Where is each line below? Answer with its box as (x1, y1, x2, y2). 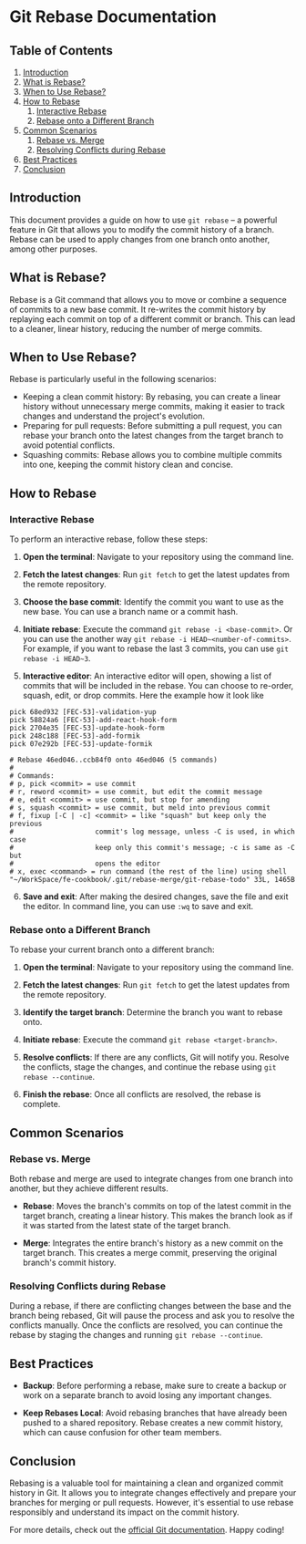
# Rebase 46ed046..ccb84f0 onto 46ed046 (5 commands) (9, 755, 219, 765)
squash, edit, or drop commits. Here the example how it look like (22, 690, 264, 701)
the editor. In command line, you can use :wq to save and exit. (22, 901, 254, 912)
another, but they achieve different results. (9, 1183, 168, 1194)
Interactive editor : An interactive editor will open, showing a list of (22, 670, 272, 681)
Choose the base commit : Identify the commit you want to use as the (22, 596, 284, 607)
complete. (22, 1099, 61, 1110)
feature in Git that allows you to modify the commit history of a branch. (9, 223, 275, 234)
